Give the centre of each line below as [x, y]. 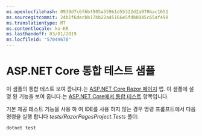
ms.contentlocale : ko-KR [37, 28]
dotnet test [21, 128]
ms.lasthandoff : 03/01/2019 [42, 34]
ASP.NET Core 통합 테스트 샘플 [81, 71]
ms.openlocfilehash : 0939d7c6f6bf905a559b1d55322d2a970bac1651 [87, 12]
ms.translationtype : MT [36, 23]
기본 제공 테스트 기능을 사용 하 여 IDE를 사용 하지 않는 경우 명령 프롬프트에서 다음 [101, 109]
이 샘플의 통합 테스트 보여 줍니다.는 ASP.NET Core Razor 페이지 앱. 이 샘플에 [97, 89]
